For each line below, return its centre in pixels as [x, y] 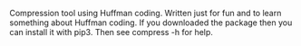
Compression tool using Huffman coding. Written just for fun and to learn [146, 13]
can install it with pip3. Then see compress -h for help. [111, 32]
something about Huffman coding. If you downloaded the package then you [151, 23]
